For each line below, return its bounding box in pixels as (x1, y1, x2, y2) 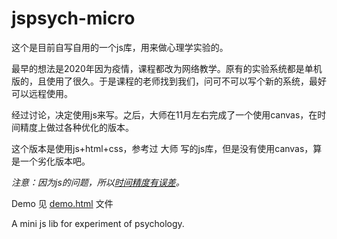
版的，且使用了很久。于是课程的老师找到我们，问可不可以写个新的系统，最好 (11, 75, 327, 87)
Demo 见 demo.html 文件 (11, 197, 114, 209)
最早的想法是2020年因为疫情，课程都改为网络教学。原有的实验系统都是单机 (11, 62, 323, 74)
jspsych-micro (11, 7, 136, 30)
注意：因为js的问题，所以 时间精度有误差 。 (11, 176, 185, 188)
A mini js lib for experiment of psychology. (11, 217, 185, 229)
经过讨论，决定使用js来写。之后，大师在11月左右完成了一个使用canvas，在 (11, 108, 318, 121)
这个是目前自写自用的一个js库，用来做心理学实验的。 (11, 41, 229, 53)
